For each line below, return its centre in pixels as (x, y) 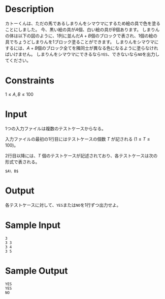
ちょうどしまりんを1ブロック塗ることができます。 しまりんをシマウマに (86, 42)
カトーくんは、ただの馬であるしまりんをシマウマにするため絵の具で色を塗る (83, 23)
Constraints (30, 81)
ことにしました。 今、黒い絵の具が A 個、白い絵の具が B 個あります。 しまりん (82, 29)
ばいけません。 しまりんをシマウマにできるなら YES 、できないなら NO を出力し (82, 54)
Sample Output (36, 271)
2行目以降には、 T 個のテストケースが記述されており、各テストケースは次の (81, 155)
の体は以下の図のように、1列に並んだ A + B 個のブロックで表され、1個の (77, 36)
